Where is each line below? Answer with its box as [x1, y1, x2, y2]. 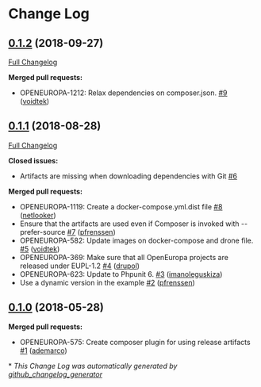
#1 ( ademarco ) [19, 346, 67, 355]
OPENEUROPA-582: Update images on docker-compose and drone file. [19, 236, 254, 245]
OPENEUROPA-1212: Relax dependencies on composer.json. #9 [19, 88, 228, 98]
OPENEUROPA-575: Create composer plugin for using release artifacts [19, 337, 251, 347]
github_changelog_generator [8, 370, 103, 379]
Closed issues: [8, 155, 59, 165]
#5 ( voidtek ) [19, 243, 60, 254]
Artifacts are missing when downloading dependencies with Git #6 [19, 171, 238, 181]
